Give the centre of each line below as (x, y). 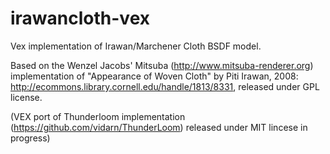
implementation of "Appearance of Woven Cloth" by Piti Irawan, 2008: (154, 76)
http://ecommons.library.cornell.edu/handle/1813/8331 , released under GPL (165, 86)
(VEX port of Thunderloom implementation (98, 116)
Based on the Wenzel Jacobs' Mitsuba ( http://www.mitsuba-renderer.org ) (162, 65)
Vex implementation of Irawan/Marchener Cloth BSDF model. (136, 46)
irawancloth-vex (80, 18)
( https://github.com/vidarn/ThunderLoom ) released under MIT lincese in (159, 127)
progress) (30, 138)
